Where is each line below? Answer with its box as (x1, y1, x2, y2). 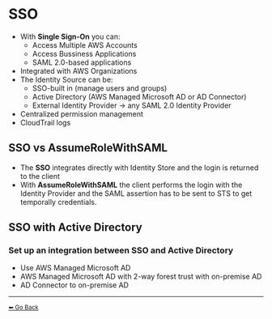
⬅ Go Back (8, 304, 39, 312)
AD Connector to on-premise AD (19, 280, 130, 290)
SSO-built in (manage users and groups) (32, 83, 168, 93)
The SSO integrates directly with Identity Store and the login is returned (19, 163, 259, 172)
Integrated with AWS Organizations (19, 66, 138, 75)
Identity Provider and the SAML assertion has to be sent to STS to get (19, 188, 253, 198)
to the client (19, 171, 61, 181)
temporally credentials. (19, 197, 97, 206)
